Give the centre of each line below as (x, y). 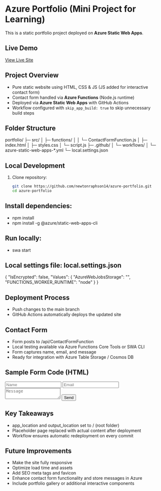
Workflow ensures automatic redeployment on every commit (73, 435)
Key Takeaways (29, 414)
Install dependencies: (38, 206)
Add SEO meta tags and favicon (44, 473)
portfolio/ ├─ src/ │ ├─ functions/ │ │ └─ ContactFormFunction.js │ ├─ (76, 140)
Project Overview (32, 75)
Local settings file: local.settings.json (63, 265)
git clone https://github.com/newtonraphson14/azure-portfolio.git (82, 186)
